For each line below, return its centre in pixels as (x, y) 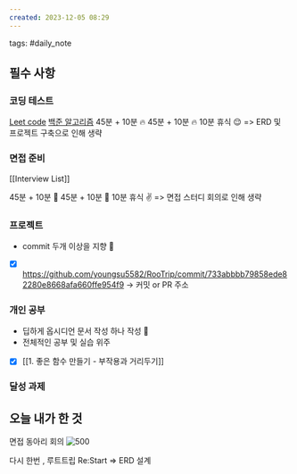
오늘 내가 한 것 (46, 418)
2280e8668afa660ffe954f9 (73, 284)
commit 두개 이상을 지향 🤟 (68, 245)
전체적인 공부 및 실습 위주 (66, 342)
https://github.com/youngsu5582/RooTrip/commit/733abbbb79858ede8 (155, 274)
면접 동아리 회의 (37, 442)
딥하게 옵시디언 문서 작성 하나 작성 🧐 (85, 331)
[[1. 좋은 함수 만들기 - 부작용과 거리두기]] (93, 362)
